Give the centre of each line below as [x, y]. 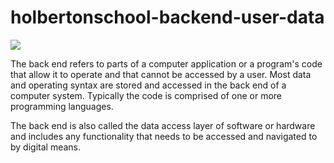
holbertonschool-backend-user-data [167, 17]
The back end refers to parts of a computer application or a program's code [166, 63]
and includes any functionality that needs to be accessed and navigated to [164, 136]
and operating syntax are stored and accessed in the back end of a [148, 85]
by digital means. [45, 147]
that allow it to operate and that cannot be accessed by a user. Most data [161, 74]
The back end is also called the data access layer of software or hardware [163, 125]
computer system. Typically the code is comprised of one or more [146, 95]
